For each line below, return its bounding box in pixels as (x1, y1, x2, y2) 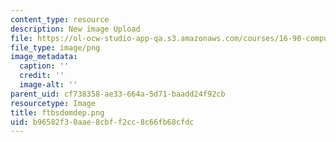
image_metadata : (10, 52, 78, 62)
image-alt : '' (19, 80, 78, 90)
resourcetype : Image (10, 98, 97, 108)
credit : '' (19, 71, 65, 81)
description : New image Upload (10, 24, 141, 34)
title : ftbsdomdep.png (10, 107, 105, 118)
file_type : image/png (10, 42, 101, 53)
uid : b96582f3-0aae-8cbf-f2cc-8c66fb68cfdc (10, 117, 195, 127)
